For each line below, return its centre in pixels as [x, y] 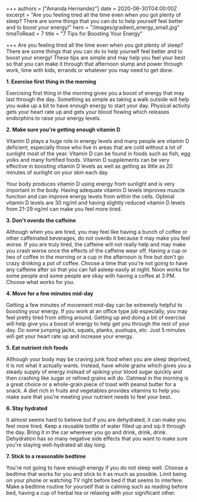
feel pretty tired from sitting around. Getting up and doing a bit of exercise [96, 317]
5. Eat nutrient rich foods [37, 348]
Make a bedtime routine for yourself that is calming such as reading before [97, 486]
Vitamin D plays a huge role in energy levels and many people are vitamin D [98, 141]
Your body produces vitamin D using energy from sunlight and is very [91, 184]
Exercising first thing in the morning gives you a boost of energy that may [95, 93]
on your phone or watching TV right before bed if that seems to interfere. [95, 480]
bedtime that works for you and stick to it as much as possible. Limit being [96, 474]
